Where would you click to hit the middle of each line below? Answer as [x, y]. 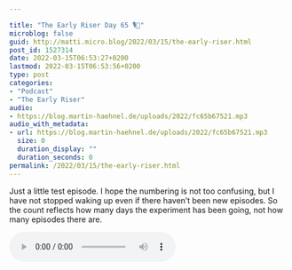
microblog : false [41, 33]
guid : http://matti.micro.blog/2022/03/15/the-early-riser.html [130, 42]
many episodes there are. [56, 219]
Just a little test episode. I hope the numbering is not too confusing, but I [142, 191]
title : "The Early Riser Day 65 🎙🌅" [77, 25]
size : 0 [32, 141]
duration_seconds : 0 [55, 157]
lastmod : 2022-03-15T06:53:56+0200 [75, 67]
